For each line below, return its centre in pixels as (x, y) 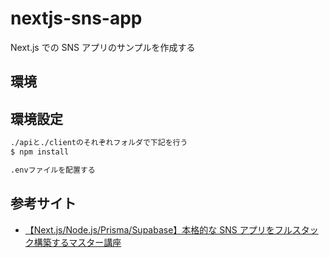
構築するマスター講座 (77, 242)
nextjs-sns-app (76, 18)
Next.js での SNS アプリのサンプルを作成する (103, 47)
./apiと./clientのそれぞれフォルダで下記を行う (99, 143)
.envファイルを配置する (53, 170)
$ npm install (40, 152)
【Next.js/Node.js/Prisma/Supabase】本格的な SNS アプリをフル (158, 229)
